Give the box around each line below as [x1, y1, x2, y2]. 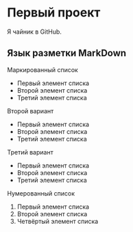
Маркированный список [7, 65, 79, 73]
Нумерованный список [7, 189, 75, 197]
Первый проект [7, 5, 101, 21]
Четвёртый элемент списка [16, 217, 99, 225]
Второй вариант [7, 106, 54, 115]
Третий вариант [7, 148, 53, 156]
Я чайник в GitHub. [7, 27, 62, 36]
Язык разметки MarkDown [7, 47, 127, 59]
